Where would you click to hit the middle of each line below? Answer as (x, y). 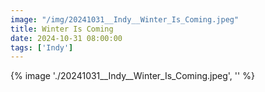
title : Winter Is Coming (62, 29)
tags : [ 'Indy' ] (42, 47)
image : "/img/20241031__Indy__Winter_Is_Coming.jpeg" (125, 19)
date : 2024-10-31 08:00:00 (66, 38)
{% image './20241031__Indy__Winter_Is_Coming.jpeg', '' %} (132, 76)
